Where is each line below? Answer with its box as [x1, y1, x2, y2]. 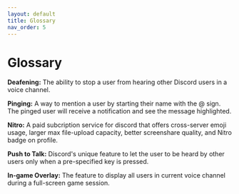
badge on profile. [7, 136, 59, 145]
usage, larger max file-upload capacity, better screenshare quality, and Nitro [7, 128, 232, 137]
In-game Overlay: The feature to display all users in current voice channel [7, 171, 226, 180]
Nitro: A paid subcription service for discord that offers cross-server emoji [7, 121, 227, 129]
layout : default [7, 10, 56, 18]
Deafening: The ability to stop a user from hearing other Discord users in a [7, 78, 228, 86]
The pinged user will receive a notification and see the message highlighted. [7, 107, 232, 116]
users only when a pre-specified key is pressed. [7, 158, 149, 166]
